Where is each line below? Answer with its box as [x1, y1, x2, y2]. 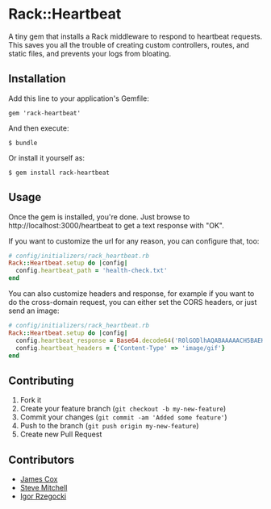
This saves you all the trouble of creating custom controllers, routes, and [8, 40, 250, 49]
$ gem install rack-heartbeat [8, 169, 110, 177]
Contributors [8, 453, 75, 466]
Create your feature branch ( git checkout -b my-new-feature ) [19, 404, 227, 414]
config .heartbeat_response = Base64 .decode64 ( [15, 336, 175, 344]
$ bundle [8, 139, 38, 147]
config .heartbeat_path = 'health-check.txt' [15, 267, 168, 275]
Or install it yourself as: [8, 152, 85, 162]
